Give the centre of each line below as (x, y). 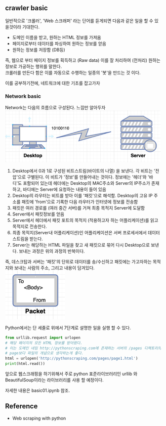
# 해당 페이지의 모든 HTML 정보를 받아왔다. (44, 343)
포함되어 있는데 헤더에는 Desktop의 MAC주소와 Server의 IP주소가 (87, 183)
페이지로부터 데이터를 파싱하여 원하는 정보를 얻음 (59, 43)
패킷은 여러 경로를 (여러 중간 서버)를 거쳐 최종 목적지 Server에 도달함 (78, 208)
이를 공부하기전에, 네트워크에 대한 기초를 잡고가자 (53, 83)
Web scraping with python (39, 418)
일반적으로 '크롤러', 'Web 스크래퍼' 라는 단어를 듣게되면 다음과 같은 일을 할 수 (79, 21)
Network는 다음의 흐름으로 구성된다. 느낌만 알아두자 (55, 108)
